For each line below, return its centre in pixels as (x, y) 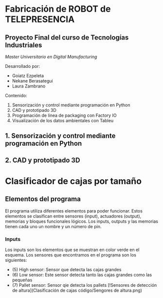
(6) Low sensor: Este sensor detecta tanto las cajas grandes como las (82, 275)
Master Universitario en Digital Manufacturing (51, 57)
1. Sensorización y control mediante (60, 136)
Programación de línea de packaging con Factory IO (64, 115)
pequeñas (22, 280)
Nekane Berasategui (32, 81)
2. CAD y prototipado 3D (43, 160)
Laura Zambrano (29, 86)
